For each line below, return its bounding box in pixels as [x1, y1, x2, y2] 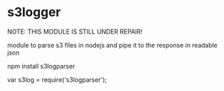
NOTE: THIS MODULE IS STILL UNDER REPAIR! [7, 27, 143, 36]
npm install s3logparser [7, 62, 76, 70]
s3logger [7, 4, 61, 20]
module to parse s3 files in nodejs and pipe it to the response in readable [7, 41, 218, 49]
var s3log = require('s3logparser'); [7, 75, 107, 84]
